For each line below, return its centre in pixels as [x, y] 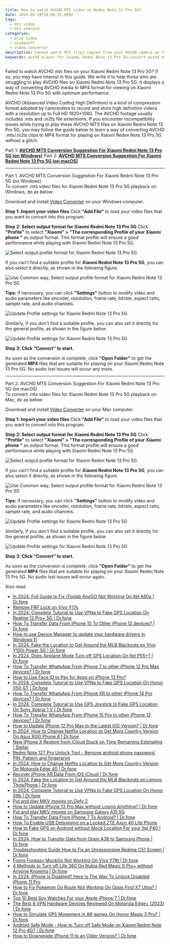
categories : [18, 33]
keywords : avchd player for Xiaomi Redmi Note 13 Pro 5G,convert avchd [82, 57]
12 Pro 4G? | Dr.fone [33, 930]
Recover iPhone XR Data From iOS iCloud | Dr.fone [65, 774]
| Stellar [20, 747]
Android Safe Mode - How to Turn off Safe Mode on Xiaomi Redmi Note [87, 925]
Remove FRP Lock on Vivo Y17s [45, 607]
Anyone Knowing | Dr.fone [40, 871]
